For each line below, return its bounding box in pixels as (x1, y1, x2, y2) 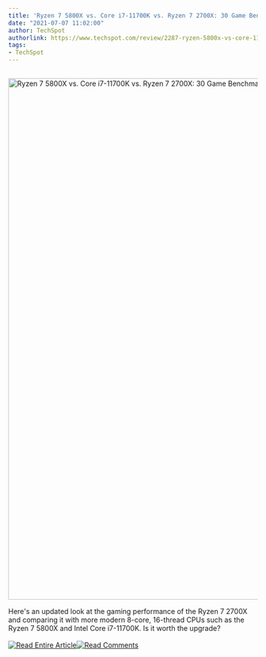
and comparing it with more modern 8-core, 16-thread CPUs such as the (8, 615, 245, 624)
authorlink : (8, 33, 47, 42)
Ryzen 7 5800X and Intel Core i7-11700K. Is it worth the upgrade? (8, 624, 221, 632)
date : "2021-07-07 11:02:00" (8, 19, 104, 27)
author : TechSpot (8, 26, 66, 34)
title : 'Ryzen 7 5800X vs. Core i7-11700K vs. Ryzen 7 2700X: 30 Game (8, 11, 246, 20)
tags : (8, 41, 26, 49)
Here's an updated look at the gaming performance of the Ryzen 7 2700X (8, 607, 248, 616)
